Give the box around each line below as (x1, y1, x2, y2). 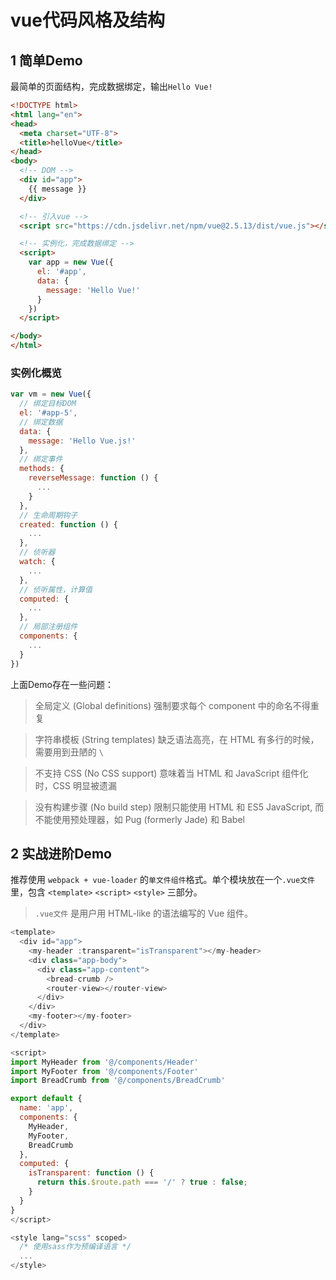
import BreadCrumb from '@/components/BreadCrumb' (10, 1076, 226, 1086)
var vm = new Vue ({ (10, 389, 92, 400)
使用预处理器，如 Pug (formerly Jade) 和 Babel (52, 813, 245, 825)
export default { (10, 1094, 83, 1104)
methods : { (19, 464, 65, 474)
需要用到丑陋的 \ (34, 746, 104, 758)
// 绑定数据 (19, 417, 63, 427)
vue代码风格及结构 (10, 9, 165, 32)
